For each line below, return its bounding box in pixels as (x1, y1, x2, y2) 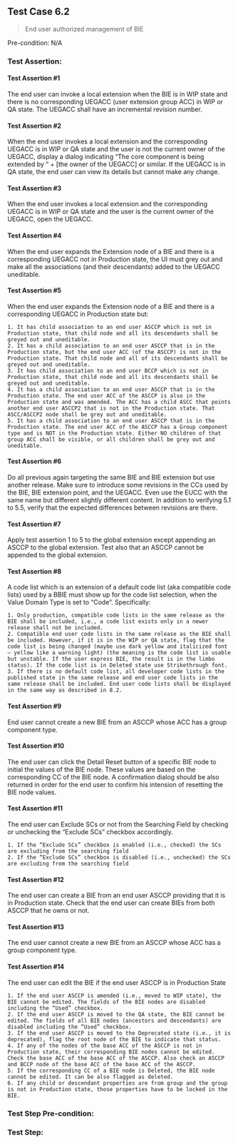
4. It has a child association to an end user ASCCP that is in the (7, 385, 215, 393)
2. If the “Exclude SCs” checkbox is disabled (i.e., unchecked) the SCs (7, 854, 232, 861)
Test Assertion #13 (7, 922, 64, 931)
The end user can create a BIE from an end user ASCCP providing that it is (7, 891, 226, 900)
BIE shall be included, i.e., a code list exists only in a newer (7, 618, 209, 625)
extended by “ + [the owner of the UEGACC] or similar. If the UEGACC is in (7, 160, 226, 168)
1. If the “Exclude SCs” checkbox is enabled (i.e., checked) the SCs (7, 841, 222, 849)
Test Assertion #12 (7, 875, 64, 884)
